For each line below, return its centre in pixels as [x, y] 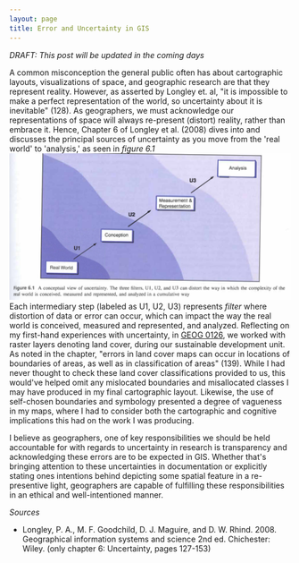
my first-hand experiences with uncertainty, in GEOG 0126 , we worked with [147, 335]
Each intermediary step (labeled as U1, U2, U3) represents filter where [138, 306]
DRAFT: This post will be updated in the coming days [107, 55]
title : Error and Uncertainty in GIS [79, 28]
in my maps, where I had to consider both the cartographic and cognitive [143, 411]
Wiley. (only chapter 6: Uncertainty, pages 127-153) [116, 548]
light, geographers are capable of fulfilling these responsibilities [167, 485]
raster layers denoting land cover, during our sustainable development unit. [147, 344]
